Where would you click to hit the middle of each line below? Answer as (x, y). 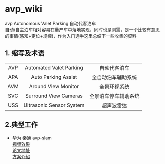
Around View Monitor (54, 86)
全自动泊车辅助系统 (115, 77)
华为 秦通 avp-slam (32, 138)
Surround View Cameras (54, 96)
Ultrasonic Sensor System (54, 105)
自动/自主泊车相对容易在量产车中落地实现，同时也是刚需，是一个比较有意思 (83, 30)
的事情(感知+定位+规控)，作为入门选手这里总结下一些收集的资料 (71, 36)
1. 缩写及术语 (25, 53)
